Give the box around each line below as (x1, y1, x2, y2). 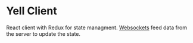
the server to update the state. (6, 30, 81, 37)
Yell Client (6, 4, 58, 18)
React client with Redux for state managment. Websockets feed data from (6, 24, 188, 31)
